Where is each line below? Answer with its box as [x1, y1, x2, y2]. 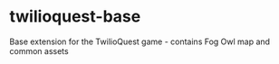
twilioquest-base [9, 6, 141, 27]
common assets [9, 45, 70, 56]
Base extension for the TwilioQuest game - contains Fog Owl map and [9, 36, 270, 47]
